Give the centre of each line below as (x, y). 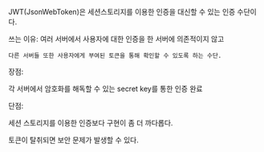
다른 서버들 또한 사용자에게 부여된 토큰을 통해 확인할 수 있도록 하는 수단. (115, 55)
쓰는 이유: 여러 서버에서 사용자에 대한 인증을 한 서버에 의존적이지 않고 (116, 39)
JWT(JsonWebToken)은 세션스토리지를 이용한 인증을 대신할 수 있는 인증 (122, 12)
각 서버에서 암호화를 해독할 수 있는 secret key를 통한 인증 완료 (106, 88)
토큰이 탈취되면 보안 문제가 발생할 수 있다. (73, 140)
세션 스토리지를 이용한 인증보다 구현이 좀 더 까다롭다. (91, 123)
